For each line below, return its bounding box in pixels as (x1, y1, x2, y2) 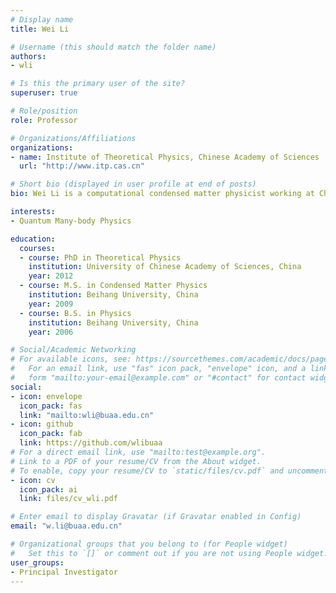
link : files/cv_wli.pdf (19, 494, 118, 504)
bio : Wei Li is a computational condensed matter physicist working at (10, 189, 315, 199)
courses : (19, 243, 56, 253)
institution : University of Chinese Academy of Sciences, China (28, 262, 302, 272)
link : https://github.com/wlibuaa (19, 438, 163, 448)
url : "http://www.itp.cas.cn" (19, 161, 145, 171)
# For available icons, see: (10, 354, 132, 365)
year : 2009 (28, 299, 74, 309)
